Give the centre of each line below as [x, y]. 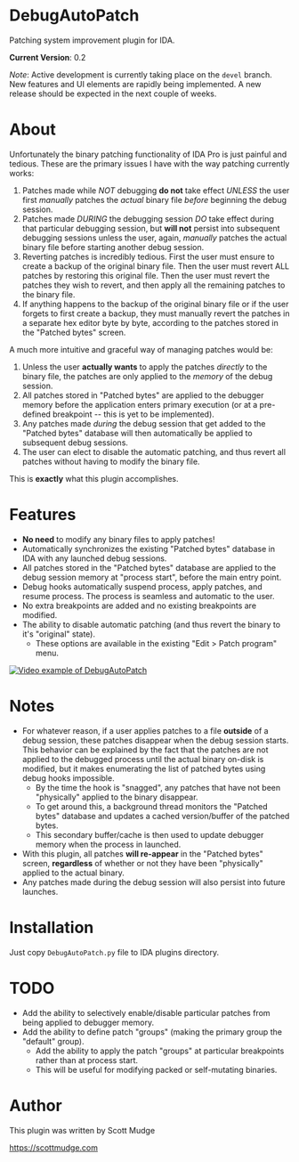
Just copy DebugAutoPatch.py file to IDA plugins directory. [114, 952]
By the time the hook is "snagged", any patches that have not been [158, 787]
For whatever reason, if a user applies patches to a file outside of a [145, 730]
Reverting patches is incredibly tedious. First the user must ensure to [148, 256]
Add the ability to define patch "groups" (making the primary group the [152, 1032]
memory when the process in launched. [108, 844]
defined [36, 414]
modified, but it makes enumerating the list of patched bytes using [144, 768]
